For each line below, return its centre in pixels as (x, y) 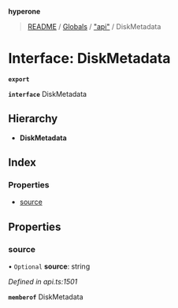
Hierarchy (33, 119)
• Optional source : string (49, 266)
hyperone (24, 11)
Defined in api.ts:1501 (43, 282)
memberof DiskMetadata (46, 297)
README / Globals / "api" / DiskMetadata (94, 26)
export (19, 79)
